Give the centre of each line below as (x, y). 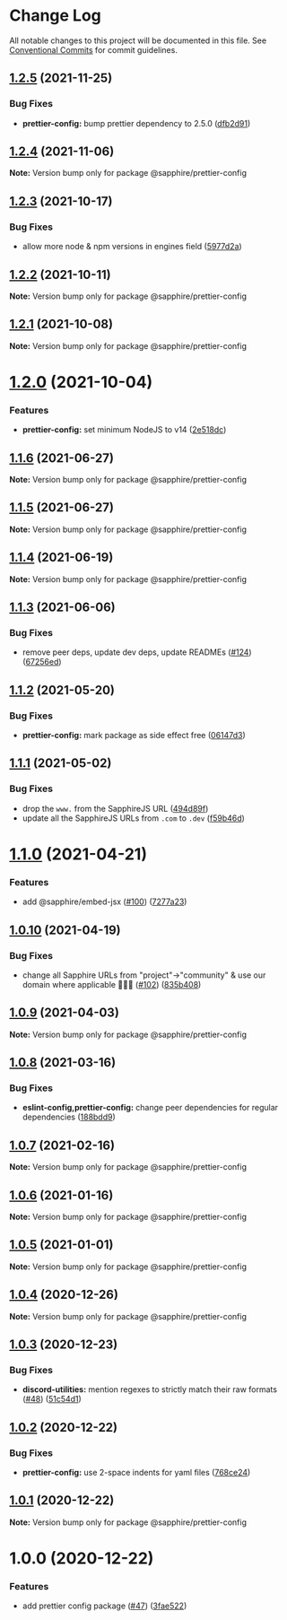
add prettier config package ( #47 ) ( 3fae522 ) (104, 1606)
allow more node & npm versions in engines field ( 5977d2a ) (132, 247)
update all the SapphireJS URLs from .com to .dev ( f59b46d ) (133, 818)
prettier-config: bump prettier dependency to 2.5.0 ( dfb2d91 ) (136, 123)
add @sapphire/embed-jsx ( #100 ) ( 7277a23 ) (104, 901)
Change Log (55, 16)
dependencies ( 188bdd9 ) (69, 1117)
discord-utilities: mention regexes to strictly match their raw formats (150, 1389)
